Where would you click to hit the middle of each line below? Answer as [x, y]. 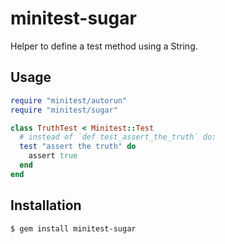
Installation [46, 205]
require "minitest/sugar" [64, 110]
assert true [53, 156]
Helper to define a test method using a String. [104, 46]
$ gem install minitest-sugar [73, 228]
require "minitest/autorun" [69, 100]
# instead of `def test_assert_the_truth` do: [118, 137]
